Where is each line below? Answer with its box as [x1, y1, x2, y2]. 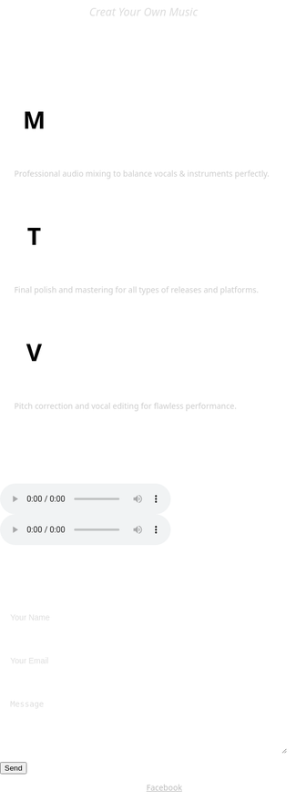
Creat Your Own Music [88, 4, 199, 20]
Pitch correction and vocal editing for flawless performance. [14, 400, 237, 412]
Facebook [146, 781, 182, 793]
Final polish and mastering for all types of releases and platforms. [14, 283, 260, 295]
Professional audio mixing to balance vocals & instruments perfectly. [14, 168, 270, 180]
